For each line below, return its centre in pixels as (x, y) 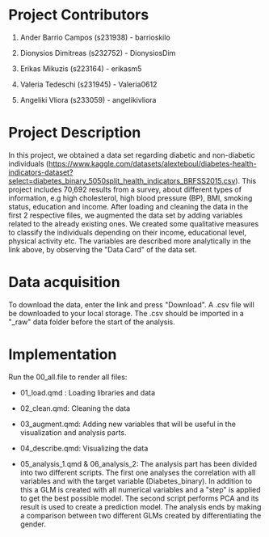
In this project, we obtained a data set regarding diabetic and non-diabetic (132, 154)
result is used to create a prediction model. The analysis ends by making (141, 506)
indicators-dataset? (41, 172)
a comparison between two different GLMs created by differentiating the (141, 515)
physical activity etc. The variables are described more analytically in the (130, 241)
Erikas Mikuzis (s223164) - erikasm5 (81, 68)
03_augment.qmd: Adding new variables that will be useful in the (128, 424)
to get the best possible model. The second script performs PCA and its (139, 498)
